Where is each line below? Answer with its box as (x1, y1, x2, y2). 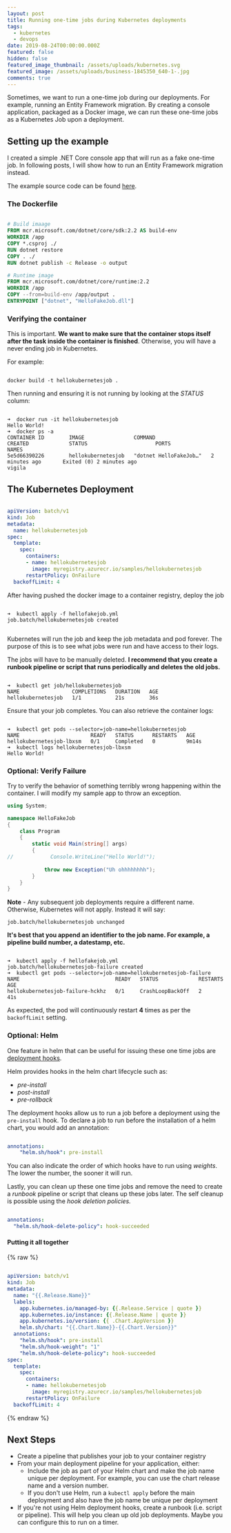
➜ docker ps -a (7, 428, 54, 436)
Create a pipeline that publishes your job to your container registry (17, 1452, 206, 1460)
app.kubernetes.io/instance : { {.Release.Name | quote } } (19, 1311, 187, 1318)
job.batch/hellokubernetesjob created (7, 616, 119, 623)
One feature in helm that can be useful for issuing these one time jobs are (7, 1046, 216, 1054)
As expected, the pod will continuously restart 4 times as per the (7, 1006, 191, 1014)
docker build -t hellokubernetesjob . (7, 378, 119, 384)
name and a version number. (27, 1481, 109, 1490)
